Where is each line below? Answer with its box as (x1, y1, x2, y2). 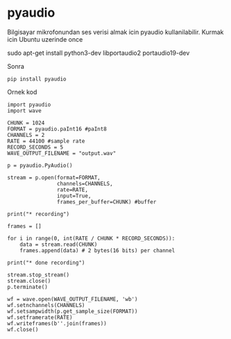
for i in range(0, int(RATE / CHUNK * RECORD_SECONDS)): (7, 235, 176, 242)
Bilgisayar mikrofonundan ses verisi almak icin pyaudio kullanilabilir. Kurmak (7, 28, 224, 36)
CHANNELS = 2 (7, 131, 45, 138)
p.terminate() (7, 283, 49, 290)
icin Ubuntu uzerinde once (7, 35, 83, 43)
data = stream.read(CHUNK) (19, 241, 98, 248)
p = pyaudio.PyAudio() (7, 162, 73, 169)
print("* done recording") (7, 259, 85, 266)
